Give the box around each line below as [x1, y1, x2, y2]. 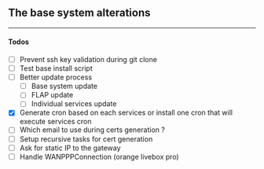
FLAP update [31, 90, 74, 100]
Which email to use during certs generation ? [19, 125, 165, 134]
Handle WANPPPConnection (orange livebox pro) [19, 152, 179, 161]
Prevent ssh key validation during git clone [19, 55, 157, 64]
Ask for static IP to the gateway [19, 143, 121, 152]
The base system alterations [8, 6, 151, 20]
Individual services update [31, 99, 117, 108]
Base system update [31, 82, 98, 91]
